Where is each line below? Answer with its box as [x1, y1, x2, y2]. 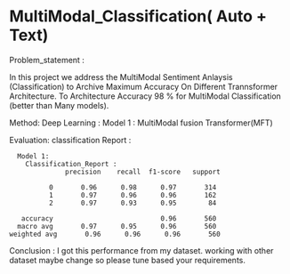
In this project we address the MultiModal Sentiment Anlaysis [9, 71, 233, 82]
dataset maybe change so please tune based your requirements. [9, 254, 246, 265]
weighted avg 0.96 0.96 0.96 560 [9, 230, 221, 238]
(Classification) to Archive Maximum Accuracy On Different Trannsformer [9, 81, 278, 92]
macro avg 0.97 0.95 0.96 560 [17, 222, 217, 230]
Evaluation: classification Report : [9, 134, 132, 145]
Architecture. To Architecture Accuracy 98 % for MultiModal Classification [9, 91, 282, 101]
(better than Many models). [9, 100, 109, 110]
